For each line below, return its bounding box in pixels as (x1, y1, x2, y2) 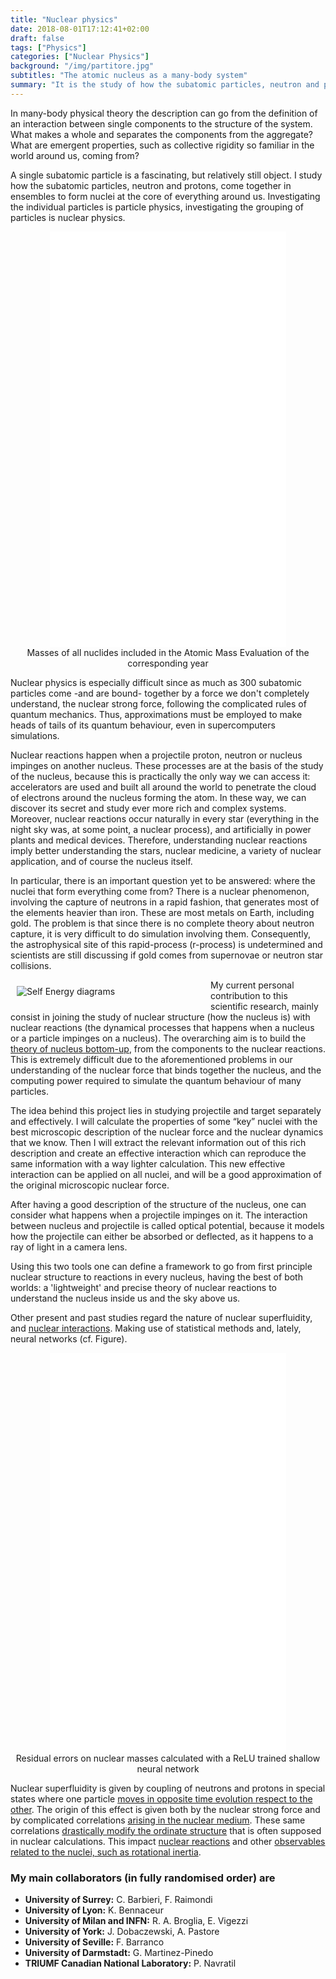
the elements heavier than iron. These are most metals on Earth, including (10, 906, 315, 918)
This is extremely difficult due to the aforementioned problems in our (10, 1053, 293, 1065)
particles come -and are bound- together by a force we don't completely (10, 687, 310, 699)
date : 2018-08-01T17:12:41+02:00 (10, 24, 150, 34)
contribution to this (210, 989, 288, 1001)
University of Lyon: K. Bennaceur (24, 1904, 164, 1916)
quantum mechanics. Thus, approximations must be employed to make (10, 708, 303, 720)
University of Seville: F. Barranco (24, 1936, 165, 1948)
